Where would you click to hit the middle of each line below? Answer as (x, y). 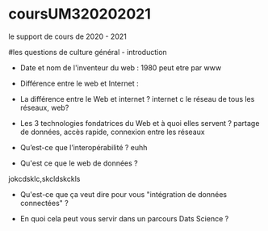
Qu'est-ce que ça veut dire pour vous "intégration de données (124, 194)
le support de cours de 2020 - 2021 (67, 36)
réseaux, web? (44, 107)
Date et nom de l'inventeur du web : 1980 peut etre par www (121, 67)
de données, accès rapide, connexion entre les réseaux (112, 132)
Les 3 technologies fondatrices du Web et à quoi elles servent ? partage (140, 123)
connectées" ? (44, 203)
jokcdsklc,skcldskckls (44, 178)
